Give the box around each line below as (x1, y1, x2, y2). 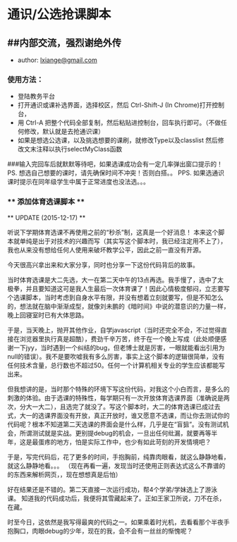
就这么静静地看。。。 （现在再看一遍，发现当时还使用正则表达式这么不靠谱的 (7, 461, 226, 469)
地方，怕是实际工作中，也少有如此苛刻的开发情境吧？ (56, 438, 212, 446)
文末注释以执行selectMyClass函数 (23, 145, 123, 154)
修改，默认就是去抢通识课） (23, 128, 104, 136)
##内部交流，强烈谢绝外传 (7, 37, 122, 49)
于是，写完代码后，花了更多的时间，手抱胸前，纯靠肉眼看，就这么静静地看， (7, 452, 230, 461)
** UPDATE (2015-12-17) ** (7, 213, 86, 222)
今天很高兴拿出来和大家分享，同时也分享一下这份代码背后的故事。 (7, 260, 199, 269)
